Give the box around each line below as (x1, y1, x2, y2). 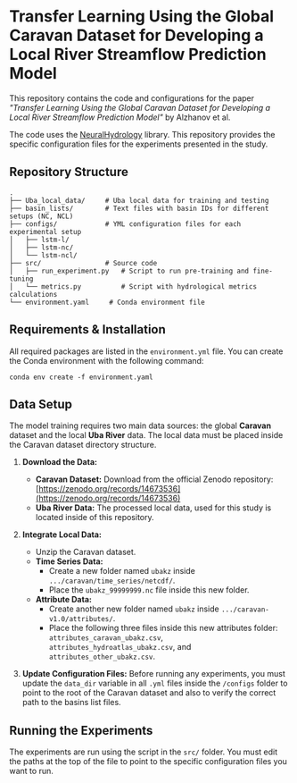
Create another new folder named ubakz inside (48, 603, 220, 614)
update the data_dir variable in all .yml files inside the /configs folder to (21, 678, 288, 689)
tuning (9, 274, 34, 283)
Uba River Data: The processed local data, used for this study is (35, 502, 272, 513)
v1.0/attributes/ (48, 615, 113, 624)
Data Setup (9, 396, 73, 412)
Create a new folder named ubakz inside (48, 566, 196, 577)
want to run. (9, 766, 54, 777)
